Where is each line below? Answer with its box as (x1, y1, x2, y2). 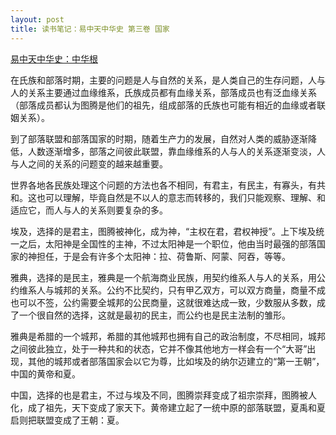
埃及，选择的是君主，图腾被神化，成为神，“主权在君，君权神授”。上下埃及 (10, 225, 317, 237)
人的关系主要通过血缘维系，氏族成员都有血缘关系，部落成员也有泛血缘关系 (10, 86, 317, 98)
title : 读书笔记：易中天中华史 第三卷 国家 (10, 24, 170, 34)
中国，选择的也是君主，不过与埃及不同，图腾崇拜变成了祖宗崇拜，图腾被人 (10, 389, 317, 401)
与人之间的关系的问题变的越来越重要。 (10, 157, 168, 170)
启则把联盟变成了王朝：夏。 (10, 414, 125, 426)
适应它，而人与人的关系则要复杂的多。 (10, 204, 168, 216)
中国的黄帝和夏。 (10, 367, 81, 380)
